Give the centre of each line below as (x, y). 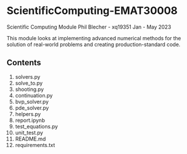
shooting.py (30, 89)
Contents (24, 63)
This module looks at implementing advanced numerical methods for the (94, 38)
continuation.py (34, 95)
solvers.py (27, 76)
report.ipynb (30, 120)
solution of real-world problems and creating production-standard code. (93, 44)
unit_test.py (29, 132)
